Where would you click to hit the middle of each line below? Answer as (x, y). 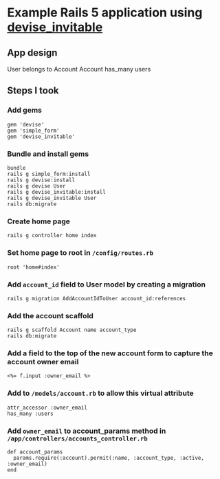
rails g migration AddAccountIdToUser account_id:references (97, 298)
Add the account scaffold (51, 315)
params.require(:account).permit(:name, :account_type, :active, (109, 458)
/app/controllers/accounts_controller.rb (77, 438)
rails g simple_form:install (49, 174)
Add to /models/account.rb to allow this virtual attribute (100, 393)
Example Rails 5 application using (105, 13)
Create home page (39, 221)
